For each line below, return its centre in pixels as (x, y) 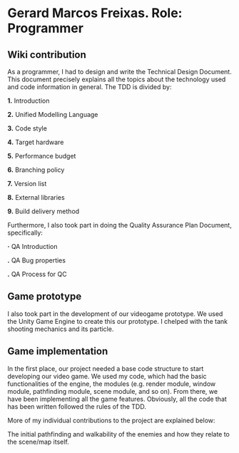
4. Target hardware (36, 142)
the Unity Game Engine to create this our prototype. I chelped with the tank (118, 321)
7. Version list (27, 184)
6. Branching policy (36, 170)
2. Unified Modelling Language (53, 114)
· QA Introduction (32, 246)
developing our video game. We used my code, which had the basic (107, 376)
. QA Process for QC (37, 274)
